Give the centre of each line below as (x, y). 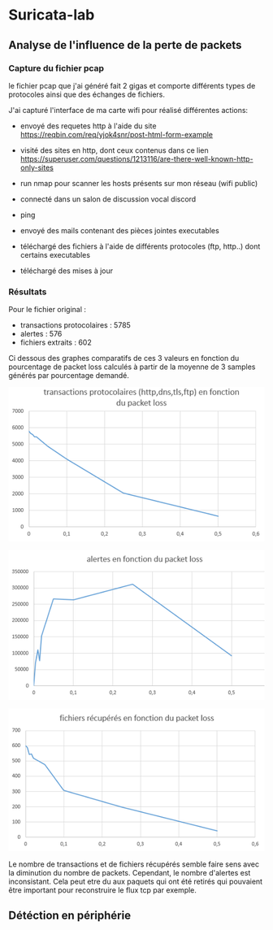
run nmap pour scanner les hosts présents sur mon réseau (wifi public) (139, 183)
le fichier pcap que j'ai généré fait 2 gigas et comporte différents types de (132, 85)
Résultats (28, 292)
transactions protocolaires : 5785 (76, 325)
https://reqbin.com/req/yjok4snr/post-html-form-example (117, 134)
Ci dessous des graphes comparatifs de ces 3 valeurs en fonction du (124, 359)
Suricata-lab (52, 15)
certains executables (55, 254)
